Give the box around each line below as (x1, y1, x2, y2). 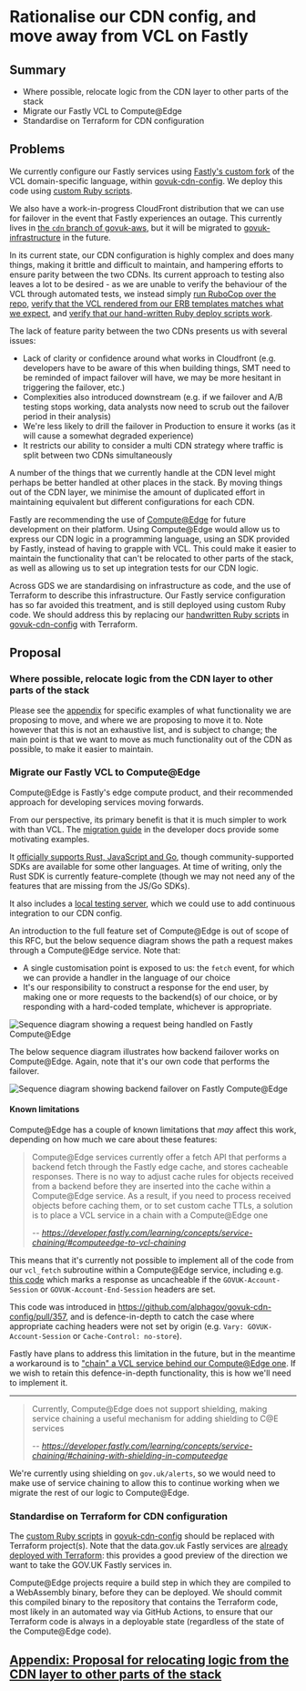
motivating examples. (9, 833, 90, 844)
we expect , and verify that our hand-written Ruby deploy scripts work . (9, 307, 273, 318)
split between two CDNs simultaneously (22, 449, 173, 460)
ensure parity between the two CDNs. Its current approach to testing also (9, 269, 285, 280)
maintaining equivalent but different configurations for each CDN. (9, 496, 255, 507)
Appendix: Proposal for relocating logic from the (9, 1652, 290, 1667)
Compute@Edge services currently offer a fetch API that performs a (31, 1151, 287, 1162)
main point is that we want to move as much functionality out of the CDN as (9, 734, 293, 745)
